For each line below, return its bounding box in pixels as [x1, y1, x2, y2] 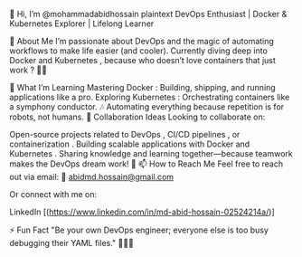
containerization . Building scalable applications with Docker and [9, 138, 250, 149]
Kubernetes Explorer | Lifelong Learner [9, 18, 155, 29]
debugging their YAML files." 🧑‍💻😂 [9, 238, 134, 248]
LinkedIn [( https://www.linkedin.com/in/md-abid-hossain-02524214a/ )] [9, 206, 275, 217]
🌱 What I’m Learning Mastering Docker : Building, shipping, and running [9, 82, 276, 92]
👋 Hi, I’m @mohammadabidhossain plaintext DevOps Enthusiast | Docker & [9, 9, 288, 19]
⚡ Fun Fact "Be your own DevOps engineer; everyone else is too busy [9, 224, 269, 235]
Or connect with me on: [9, 189, 98, 199]
